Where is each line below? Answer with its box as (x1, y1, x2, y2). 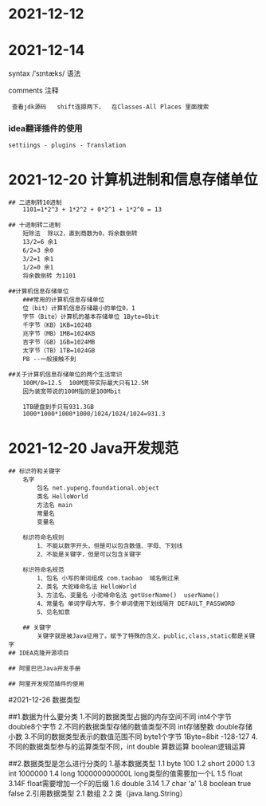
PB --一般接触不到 (22, 356, 76, 364)
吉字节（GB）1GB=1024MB (22, 338, 96, 347)
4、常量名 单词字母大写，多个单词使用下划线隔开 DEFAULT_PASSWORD (37, 600, 235, 608)
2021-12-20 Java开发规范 (8, 439, 179, 457)
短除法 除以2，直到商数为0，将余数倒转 (22, 230, 138, 238)
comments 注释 (8, 85, 60, 96)
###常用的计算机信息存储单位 (22, 296, 105, 304)
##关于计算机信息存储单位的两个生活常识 (8, 371, 123, 379)
